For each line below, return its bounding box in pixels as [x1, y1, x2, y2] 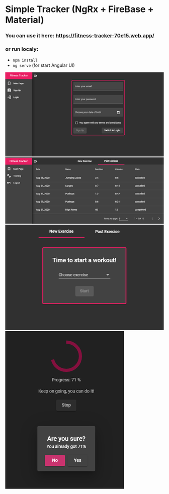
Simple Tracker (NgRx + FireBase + [5, 4, 154, 15]
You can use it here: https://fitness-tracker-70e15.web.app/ [5, 32, 154, 39]
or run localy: [5, 46, 39, 53]
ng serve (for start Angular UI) [12, 62, 75, 68]
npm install [12, 58, 38, 63]
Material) [5, 14, 44, 26]
